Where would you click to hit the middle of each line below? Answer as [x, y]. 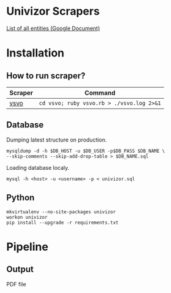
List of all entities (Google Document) [53, 28]
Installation [35, 53]
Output [20, 269]
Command [100, 93]
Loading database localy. [38, 167]
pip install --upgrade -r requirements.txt [63, 223]
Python [20, 198]
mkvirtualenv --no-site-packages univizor [61, 212]
